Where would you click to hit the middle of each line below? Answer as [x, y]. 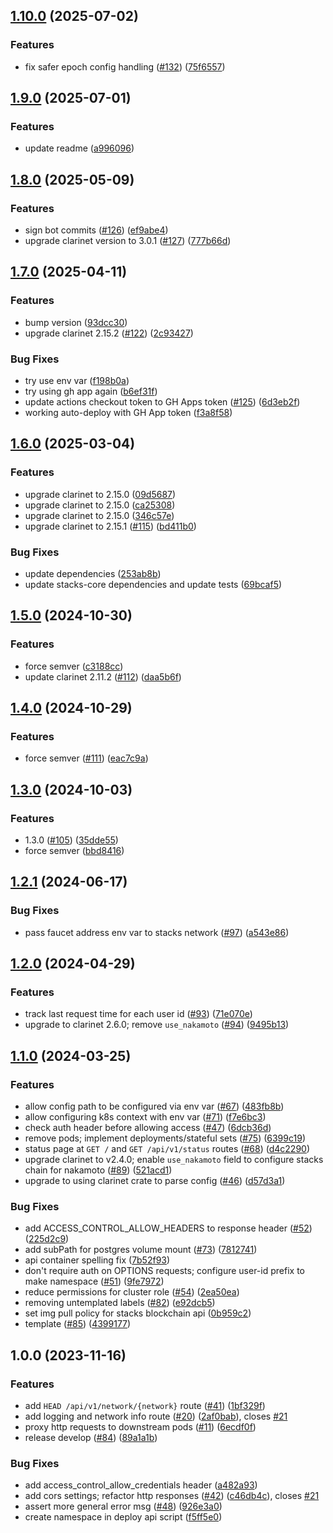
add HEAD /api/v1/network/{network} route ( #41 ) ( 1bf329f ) [145, 1406]
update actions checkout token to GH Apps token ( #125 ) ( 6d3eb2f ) [162, 402]
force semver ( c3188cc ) [74, 666]
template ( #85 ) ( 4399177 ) [78, 1324]
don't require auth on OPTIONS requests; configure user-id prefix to [164, 1271]
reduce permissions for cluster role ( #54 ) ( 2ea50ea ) [132, 1292]
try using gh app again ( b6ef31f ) [91, 391]
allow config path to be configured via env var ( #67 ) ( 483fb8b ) [154, 1106]
